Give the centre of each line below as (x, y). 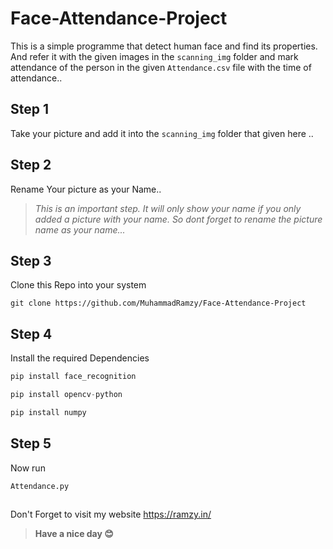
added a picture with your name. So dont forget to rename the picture (178, 219)
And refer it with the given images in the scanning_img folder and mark (154, 56)
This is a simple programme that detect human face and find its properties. (164, 46)
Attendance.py (40, 486)
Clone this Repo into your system (78, 285)
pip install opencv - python (66, 395)
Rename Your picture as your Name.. (86, 189)
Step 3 (31, 260)
